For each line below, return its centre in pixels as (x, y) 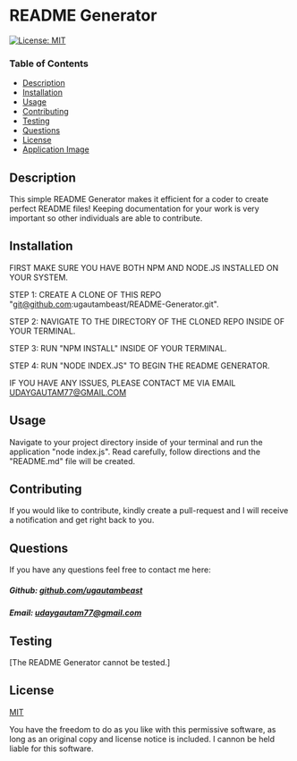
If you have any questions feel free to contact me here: (110, 570)
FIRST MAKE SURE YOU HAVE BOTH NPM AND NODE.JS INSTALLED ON (144, 267)
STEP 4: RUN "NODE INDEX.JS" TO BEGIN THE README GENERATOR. (140, 365)
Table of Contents (49, 63)
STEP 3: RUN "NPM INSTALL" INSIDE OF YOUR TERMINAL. (118, 348)
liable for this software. (51, 748)
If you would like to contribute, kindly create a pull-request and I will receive (149, 511)
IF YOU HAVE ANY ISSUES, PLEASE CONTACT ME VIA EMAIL (123, 383)
